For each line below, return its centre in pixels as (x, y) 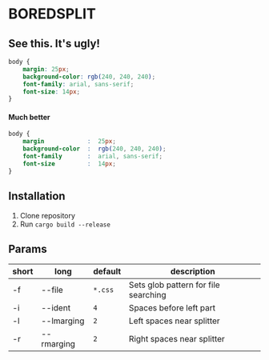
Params (28, 249)
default (107, 271)
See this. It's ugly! (54, 44)
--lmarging (63, 321)
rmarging (58, 344)
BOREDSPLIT (52, 14)
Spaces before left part (172, 308)
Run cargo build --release (65, 224)
